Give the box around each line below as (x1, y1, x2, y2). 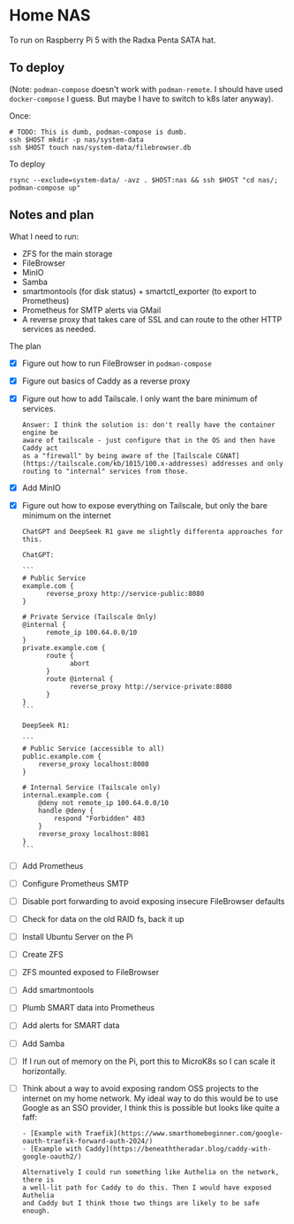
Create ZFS (21, 949, 64, 960)
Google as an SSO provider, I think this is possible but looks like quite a (21, 1102, 280, 1112)
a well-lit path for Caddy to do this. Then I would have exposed (21, 1183, 272, 1192)
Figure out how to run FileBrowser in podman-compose (21, 358, 212, 368)
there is (21, 1175, 55, 1184)
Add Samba (21, 1038, 65, 1049)
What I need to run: (9, 231, 79, 242)
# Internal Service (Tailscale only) (21, 783, 162, 792)
